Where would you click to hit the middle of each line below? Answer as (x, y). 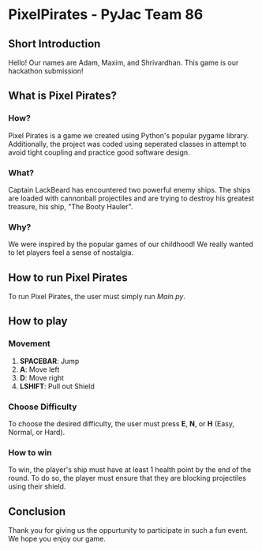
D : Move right (42, 377)
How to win (30, 453)
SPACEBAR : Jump (49, 361)
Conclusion (37, 511)
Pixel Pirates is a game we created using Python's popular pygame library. (129, 135)
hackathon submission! (46, 71)
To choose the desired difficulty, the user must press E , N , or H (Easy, (122, 424)
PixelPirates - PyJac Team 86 (106, 15)
